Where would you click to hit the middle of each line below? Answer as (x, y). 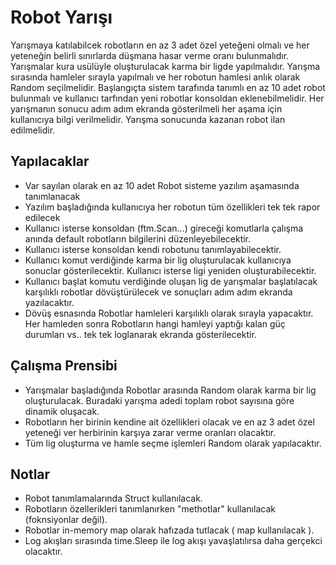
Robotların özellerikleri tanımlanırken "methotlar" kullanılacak (150, 509)
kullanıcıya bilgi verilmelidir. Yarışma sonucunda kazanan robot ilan (148, 119)
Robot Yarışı (61, 17)
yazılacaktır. (49, 302)
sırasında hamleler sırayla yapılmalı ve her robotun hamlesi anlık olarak (155, 77)
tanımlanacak (52, 196)
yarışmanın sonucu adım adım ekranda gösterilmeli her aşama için (146, 108)
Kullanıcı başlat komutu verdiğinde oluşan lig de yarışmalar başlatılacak (171, 281)
